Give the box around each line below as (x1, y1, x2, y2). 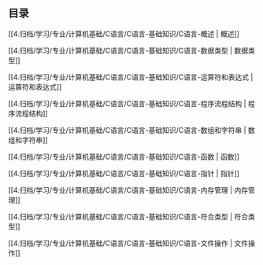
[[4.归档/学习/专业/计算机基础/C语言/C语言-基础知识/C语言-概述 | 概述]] (8, 29, 240, 39)
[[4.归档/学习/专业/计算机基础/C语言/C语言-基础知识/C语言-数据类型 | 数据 (8, 46, 249, 55)
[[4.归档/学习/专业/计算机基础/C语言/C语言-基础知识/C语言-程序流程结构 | (8, 98, 246, 108)
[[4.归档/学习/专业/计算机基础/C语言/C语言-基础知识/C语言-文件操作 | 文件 (8, 238, 249, 248)
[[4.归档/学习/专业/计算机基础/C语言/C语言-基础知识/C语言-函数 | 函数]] (8, 152, 240, 161)
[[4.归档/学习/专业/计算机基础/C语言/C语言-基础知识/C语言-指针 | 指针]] (8, 168, 240, 178)
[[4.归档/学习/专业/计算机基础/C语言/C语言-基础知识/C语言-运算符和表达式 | (8, 72, 254, 82)
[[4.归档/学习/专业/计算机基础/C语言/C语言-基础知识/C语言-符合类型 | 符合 (8, 212, 249, 221)
